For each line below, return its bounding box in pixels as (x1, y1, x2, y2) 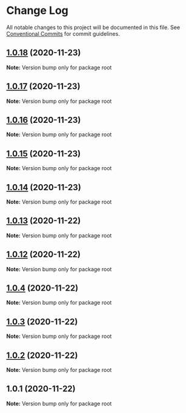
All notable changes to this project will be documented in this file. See (6, 24, 181, 31)
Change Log (6, 4, 68, 18)
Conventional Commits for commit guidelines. (6, 30, 120, 37)
